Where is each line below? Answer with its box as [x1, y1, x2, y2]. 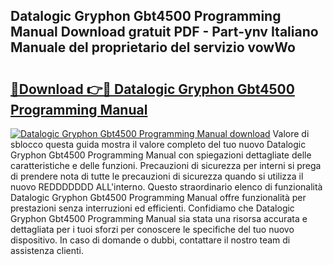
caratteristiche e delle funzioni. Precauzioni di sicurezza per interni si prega [10, 160, 322, 171]
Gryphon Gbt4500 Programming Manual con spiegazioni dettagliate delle [10, 149, 312, 161]
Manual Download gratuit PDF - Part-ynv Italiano [10, 24, 319, 41]
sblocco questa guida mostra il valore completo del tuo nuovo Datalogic [10, 139, 307, 150]
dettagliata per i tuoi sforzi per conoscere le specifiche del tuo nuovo [10, 224, 295, 235]
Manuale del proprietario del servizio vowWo [10, 39, 296, 56]
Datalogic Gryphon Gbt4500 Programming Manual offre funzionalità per [10, 192, 307, 203]
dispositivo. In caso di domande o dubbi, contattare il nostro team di [10, 234, 291, 246]
